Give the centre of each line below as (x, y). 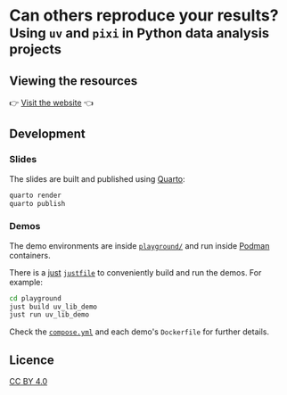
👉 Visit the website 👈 (51, 103)
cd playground (36, 298)
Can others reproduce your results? (144, 16)
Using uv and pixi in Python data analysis (139, 33)
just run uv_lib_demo (49, 315)
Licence (32, 360)
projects (36, 49)
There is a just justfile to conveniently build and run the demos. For (135, 272)
